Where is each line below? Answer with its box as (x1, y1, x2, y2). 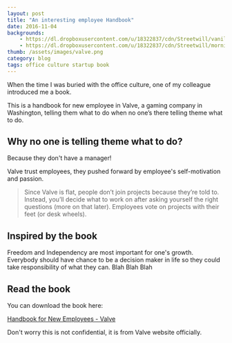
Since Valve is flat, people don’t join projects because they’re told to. (23, 188, 220, 197)
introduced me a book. (7, 88, 72, 96)
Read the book (7, 283, 71, 295)
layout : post (7, 10, 45, 17)
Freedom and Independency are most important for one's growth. (7, 248, 193, 257)
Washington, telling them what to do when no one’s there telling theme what (7, 108, 223, 117)
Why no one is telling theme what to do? (7, 136, 183, 148)
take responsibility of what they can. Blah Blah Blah (7, 263, 153, 271)
